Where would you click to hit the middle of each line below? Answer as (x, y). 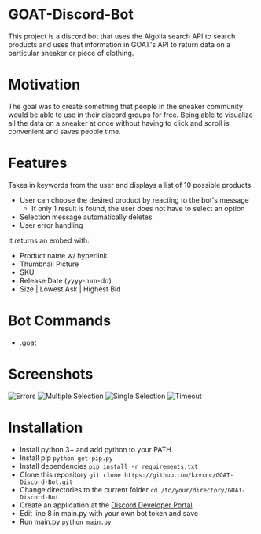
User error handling (51, 225)
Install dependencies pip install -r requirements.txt (108, 466)
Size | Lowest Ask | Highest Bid (70, 289)
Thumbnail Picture (49, 264)
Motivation (44, 85)
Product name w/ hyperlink (63, 255)
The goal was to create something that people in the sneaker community (126, 106)
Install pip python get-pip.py (66, 458)
